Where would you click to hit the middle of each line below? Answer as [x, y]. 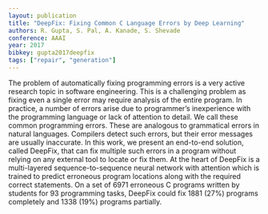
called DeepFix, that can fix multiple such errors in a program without [122, 151]
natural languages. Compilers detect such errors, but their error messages [131, 133]
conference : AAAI [37, 38]
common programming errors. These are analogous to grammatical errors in [134, 125]
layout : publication [43, 16]
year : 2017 [26, 46]
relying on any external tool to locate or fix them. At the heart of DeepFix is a [134, 159]
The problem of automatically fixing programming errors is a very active [127, 83]
